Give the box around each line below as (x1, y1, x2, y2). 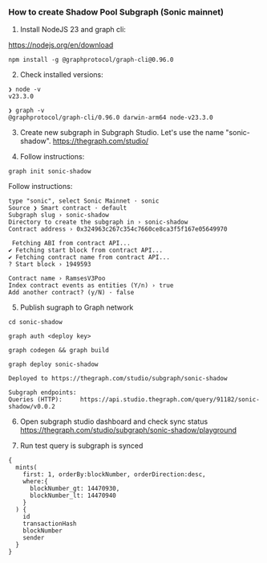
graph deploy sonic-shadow (8, 360, 99, 368)
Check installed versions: (19, 70, 103, 80)
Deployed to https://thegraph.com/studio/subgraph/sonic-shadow (8, 375, 228, 383)
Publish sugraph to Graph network (19, 302, 134, 312)
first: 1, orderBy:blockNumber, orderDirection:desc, (22, 471, 206, 479)
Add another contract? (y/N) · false (8, 289, 135, 297)
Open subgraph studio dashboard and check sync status (19, 417, 208, 426)
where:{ (22, 478, 48, 486)
